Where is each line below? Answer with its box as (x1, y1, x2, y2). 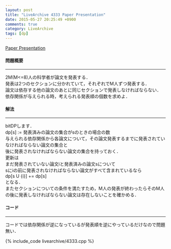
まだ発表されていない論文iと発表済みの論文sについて (5, 161, 116, 167)
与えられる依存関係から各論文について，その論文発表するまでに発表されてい (5, 136, 165, 142)
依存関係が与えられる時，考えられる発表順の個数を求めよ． (5, 94, 130, 100)
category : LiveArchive (5, 26, 53, 32)
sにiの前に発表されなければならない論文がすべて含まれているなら (5, 167, 142, 173)
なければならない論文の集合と (5, 142, 68, 148)
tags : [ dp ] (5, 31, 28, 36)
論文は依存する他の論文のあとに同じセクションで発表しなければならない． (5, 87, 161, 93)
